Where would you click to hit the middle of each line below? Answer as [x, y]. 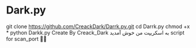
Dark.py [26, 10]
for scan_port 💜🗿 [26, 39]
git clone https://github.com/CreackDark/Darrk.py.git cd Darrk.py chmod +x [98, 26]
